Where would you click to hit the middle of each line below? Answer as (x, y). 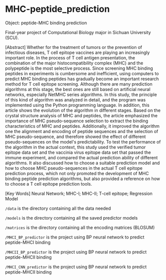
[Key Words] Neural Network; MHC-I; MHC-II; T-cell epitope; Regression (79, 193)
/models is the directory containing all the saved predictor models (71, 218)
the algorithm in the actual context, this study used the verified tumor (76, 147)
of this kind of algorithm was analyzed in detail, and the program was (75, 99)
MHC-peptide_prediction (58, 9)
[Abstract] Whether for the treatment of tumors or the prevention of (74, 47)
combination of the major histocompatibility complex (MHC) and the (74, 63)
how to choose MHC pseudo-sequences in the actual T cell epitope (74, 168)
